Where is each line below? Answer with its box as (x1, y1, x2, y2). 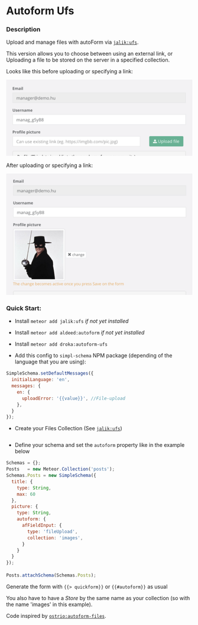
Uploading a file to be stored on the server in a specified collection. (6, 56, 170, 63)
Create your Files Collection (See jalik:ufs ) (14, 425, 122, 432)
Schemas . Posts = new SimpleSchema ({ (6, 472, 96, 479)
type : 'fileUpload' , (27, 529, 78, 534)
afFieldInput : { (21, 523, 62, 529)
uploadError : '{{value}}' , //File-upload (21, 395, 126, 401)
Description (6, 25, 41, 34)
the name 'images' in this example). (6, 601, 93, 608)
